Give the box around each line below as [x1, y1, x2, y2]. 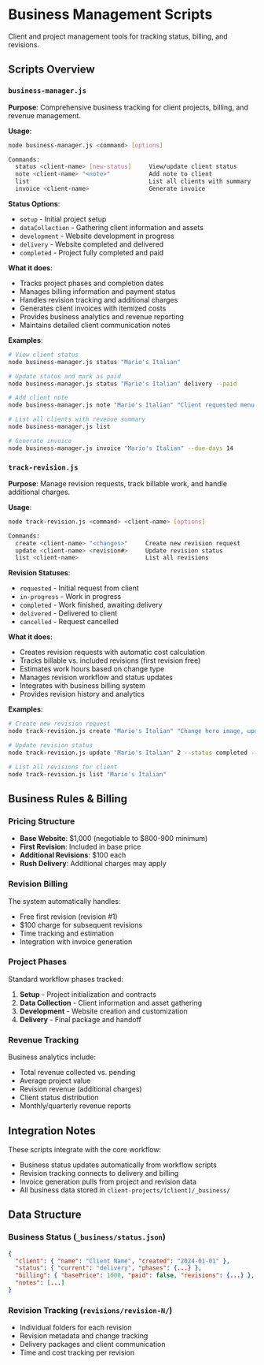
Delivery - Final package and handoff [19, 1014, 141, 1024]
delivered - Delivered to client [19, 608, 118, 618]
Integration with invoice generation [19, 936, 133, 947]
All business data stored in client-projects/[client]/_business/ [19, 1185, 230, 1195]
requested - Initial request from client [19, 583, 139, 593]
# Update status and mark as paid [8, 372, 122, 380]
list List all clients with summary [15, 177, 251, 186]
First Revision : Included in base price [19, 842, 141, 852]
